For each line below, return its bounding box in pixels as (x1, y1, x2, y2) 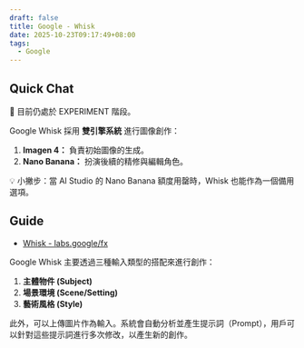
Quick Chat (9, 81, 74, 96)
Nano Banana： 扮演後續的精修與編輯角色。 (22, 155, 189, 166)
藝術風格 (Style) (22, 298, 83, 309)
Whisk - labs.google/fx (22, 237, 109, 248)
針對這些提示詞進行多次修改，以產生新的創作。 (16, 329, 192, 340)
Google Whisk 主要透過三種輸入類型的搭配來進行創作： (9, 256, 215, 267)
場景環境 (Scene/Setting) (22, 287, 118, 298)
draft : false (9, 13, 59, 23)
